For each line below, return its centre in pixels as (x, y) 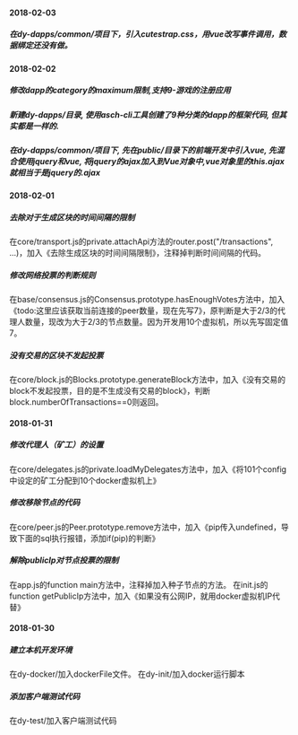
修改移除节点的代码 (45, 503)
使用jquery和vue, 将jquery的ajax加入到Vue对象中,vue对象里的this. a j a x (150, 161)
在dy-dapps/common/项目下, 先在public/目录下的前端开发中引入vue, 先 (143, 150)
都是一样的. (38, 126)
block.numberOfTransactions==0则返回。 (86, 402)
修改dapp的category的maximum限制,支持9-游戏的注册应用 (120, 91)
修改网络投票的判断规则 (52, 275)
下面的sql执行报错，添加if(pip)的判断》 (88, 538)
